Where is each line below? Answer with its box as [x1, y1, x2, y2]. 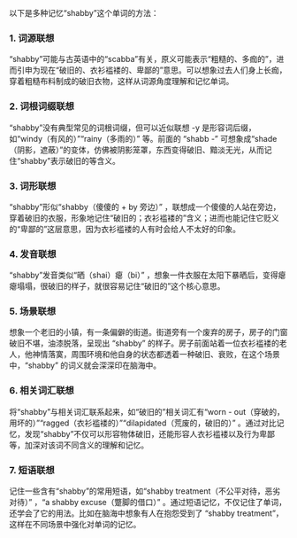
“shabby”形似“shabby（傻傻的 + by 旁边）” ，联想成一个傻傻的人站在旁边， [9, 201, 281, 212]
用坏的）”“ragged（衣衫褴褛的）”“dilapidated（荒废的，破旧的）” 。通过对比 [9, 417, 277, 428]
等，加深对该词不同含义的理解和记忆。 [9, 440, 148, 450]
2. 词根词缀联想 [9, 100, 75, 113]
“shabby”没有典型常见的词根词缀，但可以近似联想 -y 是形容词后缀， [9, 122, 256, 133]
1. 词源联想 [9, 32, 55, 44]
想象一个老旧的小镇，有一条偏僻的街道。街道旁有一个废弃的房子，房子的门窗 [9, 327, 288, 338]
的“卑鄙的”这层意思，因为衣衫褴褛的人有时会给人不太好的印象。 [9, 223, 241, 234]
